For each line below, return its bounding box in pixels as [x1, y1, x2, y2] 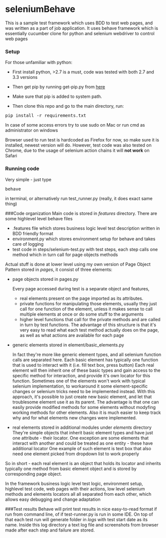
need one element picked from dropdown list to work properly [12, 451, 140, 457]
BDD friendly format [12, 230, 54, 236]
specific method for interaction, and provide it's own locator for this [12, 372, 150, 378]
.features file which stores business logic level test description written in [12, 225, 160, 231]
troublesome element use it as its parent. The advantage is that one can [12, 399, 159, 405]
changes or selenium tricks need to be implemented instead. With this [12, 388, 155, 394]
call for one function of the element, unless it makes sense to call [19, 306, 153, 312]
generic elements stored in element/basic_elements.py [12, 341, 124, 348]
